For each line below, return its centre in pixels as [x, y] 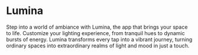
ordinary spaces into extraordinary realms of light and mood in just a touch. [98, 46]
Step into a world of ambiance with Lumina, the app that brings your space [97, 27]
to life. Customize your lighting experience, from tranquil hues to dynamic [95, 33]
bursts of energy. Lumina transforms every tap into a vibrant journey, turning [99, 39]
